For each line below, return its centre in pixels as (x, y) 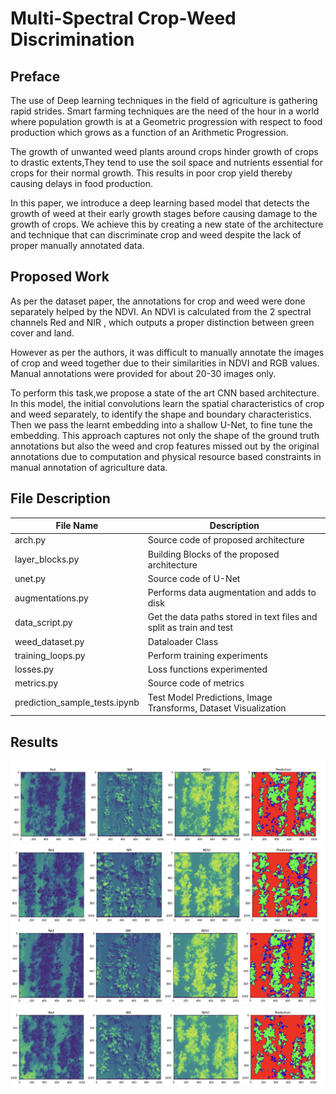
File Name (77, 526)
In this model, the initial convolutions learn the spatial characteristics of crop (167, 403)
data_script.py (43, 622)
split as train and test (190, 628)
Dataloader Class (183, 641)
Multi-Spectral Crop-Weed (123, 18)
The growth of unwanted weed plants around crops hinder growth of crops (164, 151)
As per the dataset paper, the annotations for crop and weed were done (158, 301)
